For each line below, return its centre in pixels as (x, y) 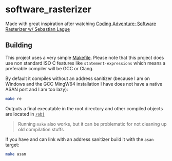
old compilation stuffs (41, 129)
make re (14, 98)
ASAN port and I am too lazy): (37, 89)
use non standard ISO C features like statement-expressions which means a (85, 63)
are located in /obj (25, 114)
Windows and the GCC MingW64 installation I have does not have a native (84, 84)
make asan (16, 154)
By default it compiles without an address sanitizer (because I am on (78, 78)
